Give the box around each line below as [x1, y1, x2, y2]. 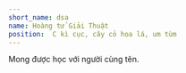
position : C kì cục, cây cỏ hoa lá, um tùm [8, 29, 177, 38]
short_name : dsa [8, 12, 69, 22]
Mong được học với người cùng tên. [8, 54, 139, 65]
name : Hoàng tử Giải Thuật [8, 21, 109, 30]
